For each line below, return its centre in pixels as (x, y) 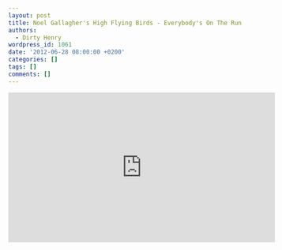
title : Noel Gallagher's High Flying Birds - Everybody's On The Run (125, 23)
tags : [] (23, 67)
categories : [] (33, 60)
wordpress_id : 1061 (40, 45)
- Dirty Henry (38, 37)
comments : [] (30, 74)
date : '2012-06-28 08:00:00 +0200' (67, 52)
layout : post (30, 15)
